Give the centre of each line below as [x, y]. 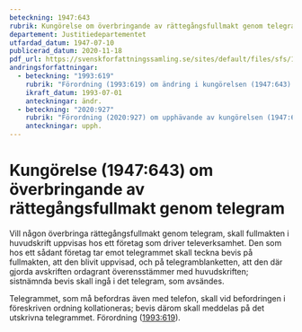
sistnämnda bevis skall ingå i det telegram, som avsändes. [117, 281]
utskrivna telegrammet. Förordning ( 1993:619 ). [95, 317]
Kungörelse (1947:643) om [111, 170]
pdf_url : [26, 59]
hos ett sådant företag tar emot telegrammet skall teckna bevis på [131, 252]
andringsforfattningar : [54, 68]
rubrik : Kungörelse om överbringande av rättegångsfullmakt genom [136, 26]
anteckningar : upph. [64, 127]
